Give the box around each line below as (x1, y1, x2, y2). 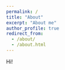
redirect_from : (6, 31, 44, 37)
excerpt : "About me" (6, 20, 57, 26)
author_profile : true (6, 25, 60, 31)
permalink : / (6, 8, 38, 15)
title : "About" (6, 14, 44, 20)
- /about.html (11, 42, 46, 48)
